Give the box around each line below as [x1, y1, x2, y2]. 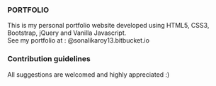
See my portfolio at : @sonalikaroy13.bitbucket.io [7, 36, 150, 45]
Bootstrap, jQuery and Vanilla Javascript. [7, 28, 127, 37]
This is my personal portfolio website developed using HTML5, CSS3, [7, 21, 210, 30]
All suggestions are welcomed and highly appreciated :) [7, 70, 170, 79]
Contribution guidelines [7, 54, 91, 64]
